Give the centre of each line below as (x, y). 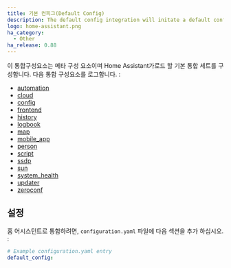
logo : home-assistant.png (44, 26)
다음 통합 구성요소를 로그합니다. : (77, 74)
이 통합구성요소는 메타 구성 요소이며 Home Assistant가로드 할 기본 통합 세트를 (112, 65)
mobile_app (33, 139)
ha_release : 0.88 (32, 45)
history (27, 117)
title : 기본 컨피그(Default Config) (56, 13)
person (27, 146)
